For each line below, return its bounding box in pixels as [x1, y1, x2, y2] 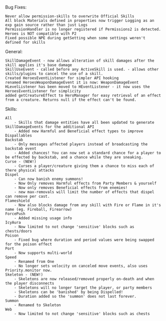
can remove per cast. [5, 194, 50, 199]
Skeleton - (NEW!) [5, 272, 43, 277]
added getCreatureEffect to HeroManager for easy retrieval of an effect [5, 93, 162, 98]
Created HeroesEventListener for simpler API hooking [5, 76, 119, 80]
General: [5, 49, 23, 54]
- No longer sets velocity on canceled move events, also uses [14, 263, 148, 268]
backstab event [5, 146, 37, 151]
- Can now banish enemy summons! [14, 176, 83, 181]
